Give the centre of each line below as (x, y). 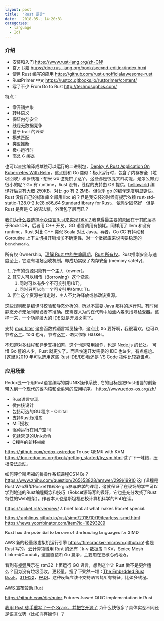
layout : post (18, 10)
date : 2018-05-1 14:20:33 (34, 19)
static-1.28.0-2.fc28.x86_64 (33, 203)
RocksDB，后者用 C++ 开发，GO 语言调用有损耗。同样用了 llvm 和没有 (80, 226)
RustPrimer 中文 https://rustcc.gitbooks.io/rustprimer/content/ (74, 80)
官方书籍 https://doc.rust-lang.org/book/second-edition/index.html (79, 68)
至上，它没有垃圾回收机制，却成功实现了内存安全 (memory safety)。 (78, 261)
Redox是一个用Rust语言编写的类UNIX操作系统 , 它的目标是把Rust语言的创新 (81, 382)
